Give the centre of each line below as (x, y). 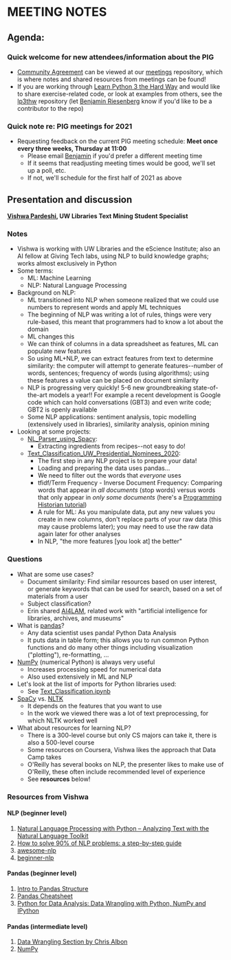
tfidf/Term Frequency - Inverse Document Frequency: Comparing (130, 483)
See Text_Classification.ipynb (69, 691)
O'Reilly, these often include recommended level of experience (116, 771)
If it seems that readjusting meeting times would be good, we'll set (121, 163)
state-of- (206, 388)
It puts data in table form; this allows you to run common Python (118, 640)
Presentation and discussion (70, 199)
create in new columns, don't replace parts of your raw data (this (130, 520)
